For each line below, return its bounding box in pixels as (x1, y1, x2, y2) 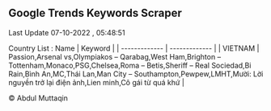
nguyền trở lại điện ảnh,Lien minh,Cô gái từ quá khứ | (8, 77, 184, 87)
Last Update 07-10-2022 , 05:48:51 (8, 27, 125, 37)
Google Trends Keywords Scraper (8, 6, 182, 20)
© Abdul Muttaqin (8, 92, 69, 103)
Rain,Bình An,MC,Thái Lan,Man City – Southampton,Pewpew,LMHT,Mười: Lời (8, 68, 264, 79)
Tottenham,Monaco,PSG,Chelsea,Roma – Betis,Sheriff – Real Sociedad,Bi (8, 60, 252, 70)
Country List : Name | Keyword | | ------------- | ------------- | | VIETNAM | (8, 43, 260, 53)
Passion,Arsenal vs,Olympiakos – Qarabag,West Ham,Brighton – (8, 51, 221, 61)
